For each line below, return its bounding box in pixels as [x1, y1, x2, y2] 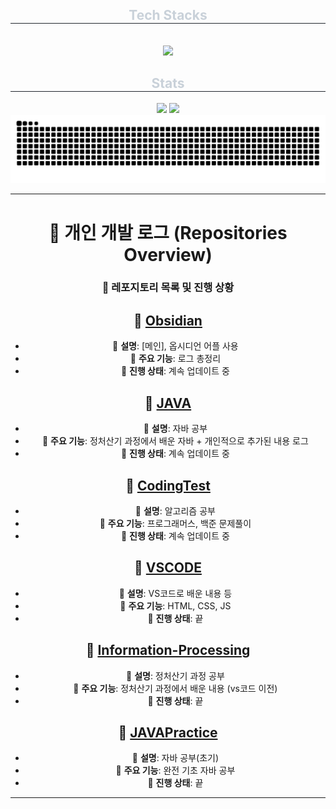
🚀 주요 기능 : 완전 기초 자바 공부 [115, 764, 236, 777]
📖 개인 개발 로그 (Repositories [48, 221, 288, 244]
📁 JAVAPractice [118, 724, 218, 741]
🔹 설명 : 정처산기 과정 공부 [126, 669, 225, 682]
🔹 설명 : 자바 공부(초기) [131, 752, 220, 764]
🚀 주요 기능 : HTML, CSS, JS [119, 599, 232, 612]
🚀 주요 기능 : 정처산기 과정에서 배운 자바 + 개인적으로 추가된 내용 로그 [41, 435, 309, 447]
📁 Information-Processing [85, 642, 251, 659]
